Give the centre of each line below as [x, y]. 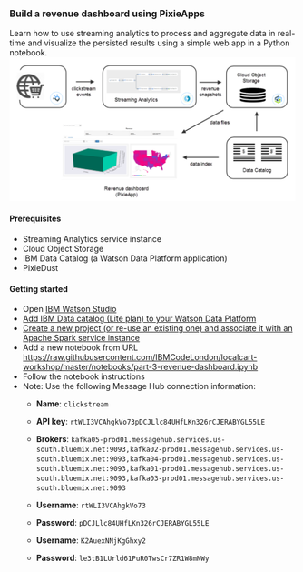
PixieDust [40, 267]
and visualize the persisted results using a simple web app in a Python [159, 43]
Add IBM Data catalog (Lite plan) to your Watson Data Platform [139, 319]
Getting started [39, 288]
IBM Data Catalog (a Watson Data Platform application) [125, 258]
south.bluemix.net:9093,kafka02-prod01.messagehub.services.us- [160, 450]
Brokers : [53, 439]
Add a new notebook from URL [80, 347]
